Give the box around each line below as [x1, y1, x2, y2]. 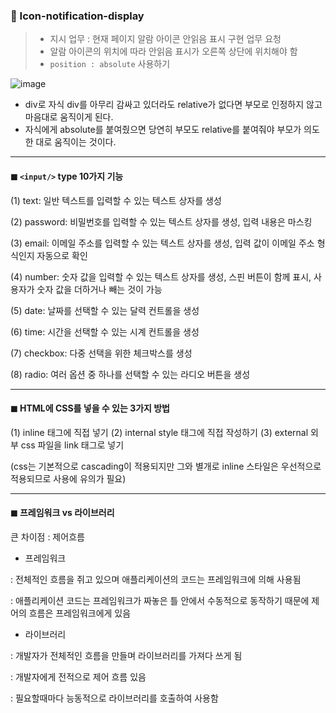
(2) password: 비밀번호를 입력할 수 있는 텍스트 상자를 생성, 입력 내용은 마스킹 [10, 215, 313, 228]
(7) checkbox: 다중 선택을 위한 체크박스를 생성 [10, 347, 193, 359]
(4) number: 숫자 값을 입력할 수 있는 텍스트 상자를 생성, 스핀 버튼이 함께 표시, [10, 270, 312, 283]
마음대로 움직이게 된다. [24, 111, 114, 123]
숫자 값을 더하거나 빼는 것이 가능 [36, 283, 163, 295]
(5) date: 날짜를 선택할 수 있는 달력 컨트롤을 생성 [10, 304, 200, 316]
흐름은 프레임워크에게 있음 [28, 607, 132, 619]
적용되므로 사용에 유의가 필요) [10, 472, 127, 484]
